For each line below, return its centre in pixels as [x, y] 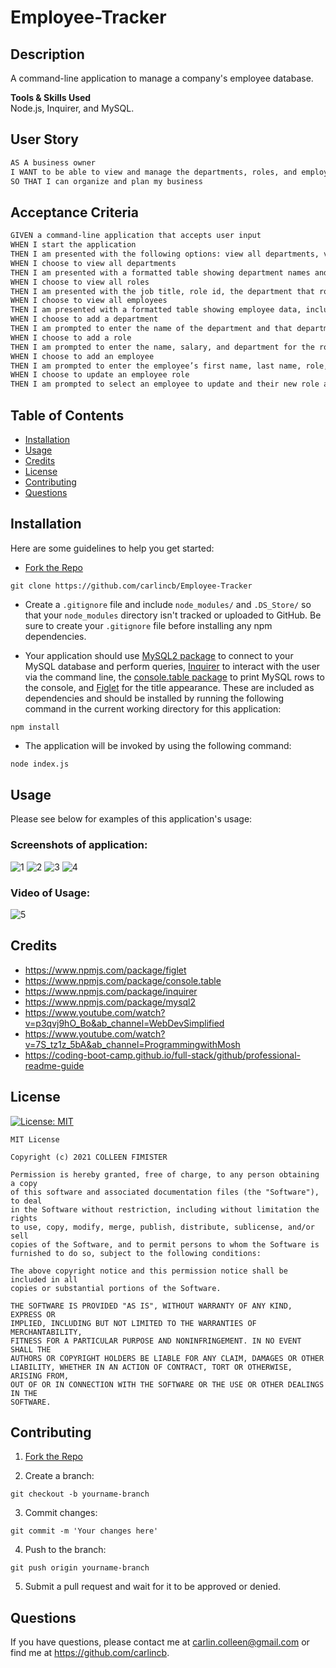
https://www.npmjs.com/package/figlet [105, 970]
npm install [35, 727]
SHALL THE [31, 1349]
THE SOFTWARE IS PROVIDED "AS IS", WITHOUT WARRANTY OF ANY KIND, [151, 1306]
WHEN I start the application [73, 245]
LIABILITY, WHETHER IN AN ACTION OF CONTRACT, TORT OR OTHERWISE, [151, 1367]
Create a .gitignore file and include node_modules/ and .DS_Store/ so [168, 604]
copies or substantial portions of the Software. [116, 1288]
